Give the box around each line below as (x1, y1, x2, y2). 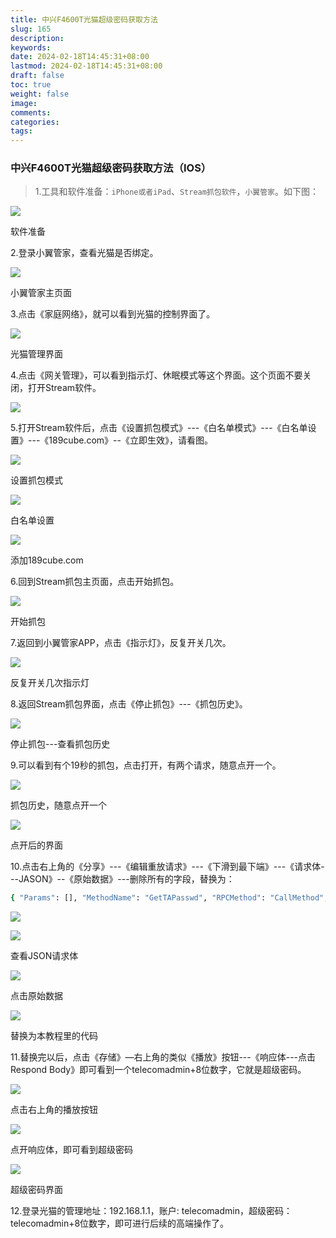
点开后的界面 (10, 839, 63, 851)
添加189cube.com (10, 554, 84, 566)
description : (10, 33, 65, 43)
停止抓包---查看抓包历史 (10, 738, 111, 750)
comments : (10, 107, 52, 118)
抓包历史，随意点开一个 (10, 799, 107, 811)
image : (10, 98, 38, 108)
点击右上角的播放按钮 (10, 1104, 98, 1116)
